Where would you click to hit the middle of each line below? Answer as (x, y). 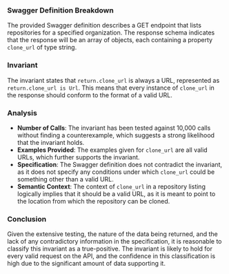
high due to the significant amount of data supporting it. (86, 264)
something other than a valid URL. (65, 179)
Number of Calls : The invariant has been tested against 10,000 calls (114, 128)
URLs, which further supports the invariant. (78, 157)
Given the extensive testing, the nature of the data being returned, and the (113, 234)
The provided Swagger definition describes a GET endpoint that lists (104, 26)
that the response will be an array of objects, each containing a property (110, 40)
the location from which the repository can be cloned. (93, 201)
